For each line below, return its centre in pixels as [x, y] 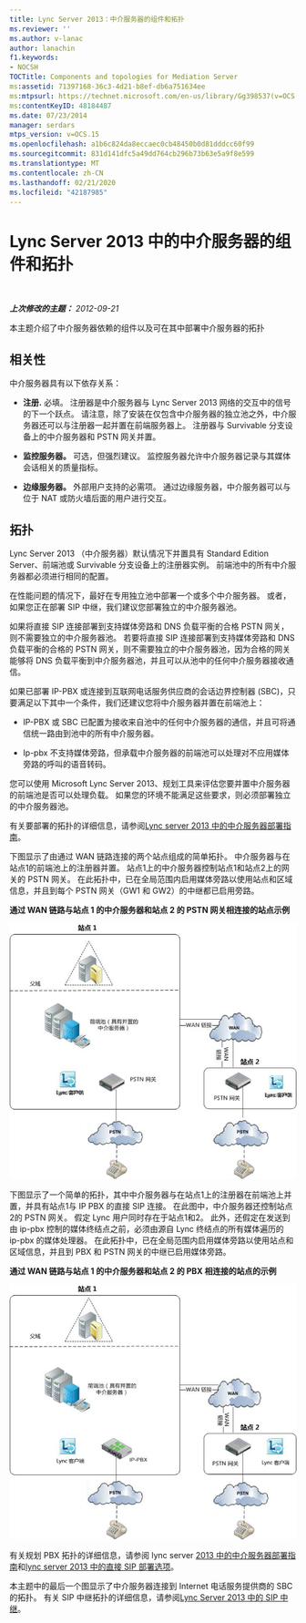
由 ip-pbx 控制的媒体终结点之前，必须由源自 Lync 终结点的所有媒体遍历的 [147, 1228]
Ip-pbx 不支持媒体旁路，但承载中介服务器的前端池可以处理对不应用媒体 [156, 753]
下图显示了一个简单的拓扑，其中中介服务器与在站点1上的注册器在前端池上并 [151, 1195]
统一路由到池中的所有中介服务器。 [95, 733]
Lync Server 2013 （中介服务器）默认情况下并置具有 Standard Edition [139, 553]
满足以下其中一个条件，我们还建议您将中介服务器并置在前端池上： [141, 703]
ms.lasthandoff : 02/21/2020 [63, 182]
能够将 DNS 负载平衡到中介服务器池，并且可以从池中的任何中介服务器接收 [148, 660]
